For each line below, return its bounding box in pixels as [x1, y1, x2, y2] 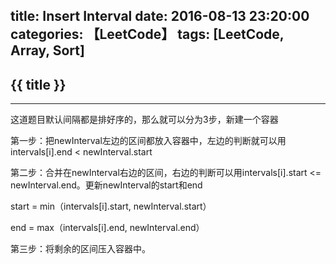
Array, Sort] [10, 42, 85, 59]
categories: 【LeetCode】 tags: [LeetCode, [10, 26, 285, 43]
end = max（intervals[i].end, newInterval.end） [10, 222, 205, 234]
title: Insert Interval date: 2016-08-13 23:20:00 [10, 8, 310, 25]
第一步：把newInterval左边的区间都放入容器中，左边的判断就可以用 [10, 135, 287, 147]
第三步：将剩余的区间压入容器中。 [10, 243, 151, 255]
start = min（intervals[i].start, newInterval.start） [10, 200, 212, 213]
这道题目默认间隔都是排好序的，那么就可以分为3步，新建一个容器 [10, 114, 279, 126]
